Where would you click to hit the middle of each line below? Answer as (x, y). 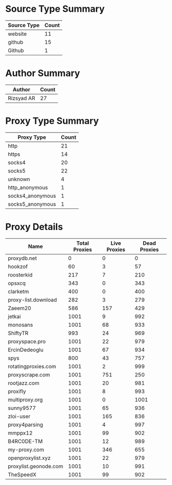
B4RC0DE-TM (25, 441)
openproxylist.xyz (29, 458)
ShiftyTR (18, 333)
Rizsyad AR (21, 98)
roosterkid (20, 275)
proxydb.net (23, 258)
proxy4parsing (26, 425)
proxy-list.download (33, 300)
